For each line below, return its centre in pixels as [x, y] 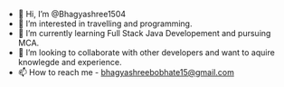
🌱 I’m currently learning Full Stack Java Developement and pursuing [144, 33]
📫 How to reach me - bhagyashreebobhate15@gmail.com [126, 72]
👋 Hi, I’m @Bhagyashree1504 [72, 14]
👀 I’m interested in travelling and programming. [105, 24]
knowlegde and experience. [70, 62]
